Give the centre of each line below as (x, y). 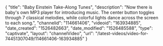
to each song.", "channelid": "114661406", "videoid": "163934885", (74, 23)
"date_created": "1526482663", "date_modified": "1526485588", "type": (79, 28)
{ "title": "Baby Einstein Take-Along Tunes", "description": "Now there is (79, 7)
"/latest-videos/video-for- (122, 33)
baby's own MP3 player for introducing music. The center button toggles (80, 12)
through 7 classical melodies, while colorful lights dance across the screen (82, 18)
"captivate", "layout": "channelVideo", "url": (50, 33)
